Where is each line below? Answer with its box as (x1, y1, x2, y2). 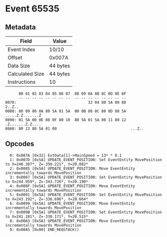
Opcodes (5, 140, 34, 148)
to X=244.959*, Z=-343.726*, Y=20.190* (5, 179, 88, 184)
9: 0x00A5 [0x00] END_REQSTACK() (9, 227, 79, 232)
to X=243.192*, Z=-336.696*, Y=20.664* (5, 197, 88, 202)
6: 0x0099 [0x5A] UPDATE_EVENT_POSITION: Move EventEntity (9, 201, 135, 206)
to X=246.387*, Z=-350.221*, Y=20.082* (5, 162, 88, 167)
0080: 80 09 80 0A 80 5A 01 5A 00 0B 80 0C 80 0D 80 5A (5, 109, 126, 114)
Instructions (7, 78, 36, 85)
